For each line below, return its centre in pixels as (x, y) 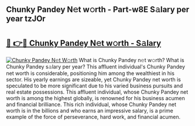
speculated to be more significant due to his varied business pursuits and (95, 86)
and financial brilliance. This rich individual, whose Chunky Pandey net (91, 104)
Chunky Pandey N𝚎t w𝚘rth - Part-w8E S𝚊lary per (98, 10)
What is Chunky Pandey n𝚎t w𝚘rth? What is (131, 60)
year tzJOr (26, 19)
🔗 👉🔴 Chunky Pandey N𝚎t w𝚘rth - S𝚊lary (84, 43)
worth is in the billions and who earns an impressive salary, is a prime (90, 110)
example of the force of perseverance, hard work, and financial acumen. (93, 117)
